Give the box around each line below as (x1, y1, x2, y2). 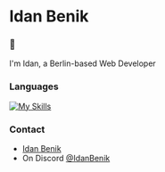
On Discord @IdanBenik (21, 153, 111, 164)
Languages (9, 80, 60, 93)
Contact (9, 123, 45, 135)
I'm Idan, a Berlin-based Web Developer (9, 58, 156, 69)
